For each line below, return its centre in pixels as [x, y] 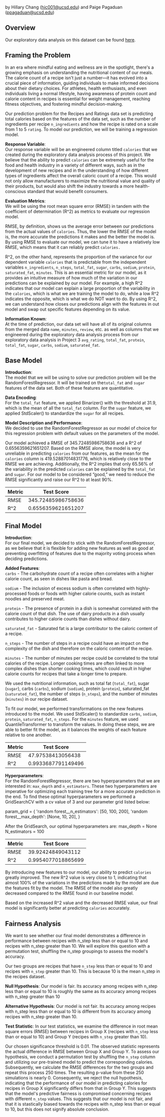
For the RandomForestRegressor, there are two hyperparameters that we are [82, 781]
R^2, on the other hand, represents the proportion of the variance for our [79, 257]
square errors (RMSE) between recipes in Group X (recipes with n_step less [82, 1032]
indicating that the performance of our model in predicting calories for [76, 1083]
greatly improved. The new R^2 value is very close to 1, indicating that [76, 878]
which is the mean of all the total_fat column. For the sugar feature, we [78, 408]
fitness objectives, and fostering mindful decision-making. [64, 104]
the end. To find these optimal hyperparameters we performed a [70, 797]
